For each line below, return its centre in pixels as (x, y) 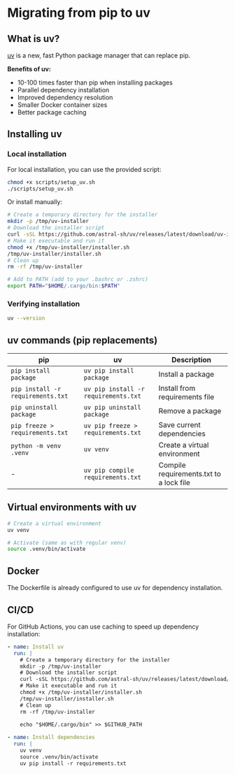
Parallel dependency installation (63, 90)
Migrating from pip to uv (79, 13)
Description (191, 360)
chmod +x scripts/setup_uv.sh (51, 182)
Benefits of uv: (29, 69)
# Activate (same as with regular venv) (67, 543)
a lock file (175, 482)
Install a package (186, 374)
